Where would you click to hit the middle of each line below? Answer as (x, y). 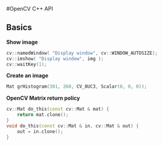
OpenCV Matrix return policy (43, 98)
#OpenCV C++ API (30, 9)
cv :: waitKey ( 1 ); (27, 64)
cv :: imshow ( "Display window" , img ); (55, 59)
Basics (19, 27)
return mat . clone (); (43, 115)
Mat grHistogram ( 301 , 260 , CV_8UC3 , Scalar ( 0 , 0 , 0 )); (77, 87)
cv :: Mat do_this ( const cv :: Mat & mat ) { (58, 109)
